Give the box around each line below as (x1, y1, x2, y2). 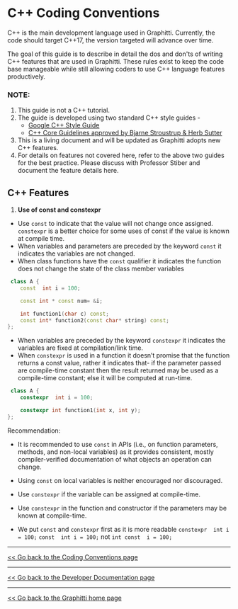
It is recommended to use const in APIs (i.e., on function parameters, (17, 440, 218, 448)
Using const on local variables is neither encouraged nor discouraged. (17, 476, 223, 484)
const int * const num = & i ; (20, 297, 103, 304)
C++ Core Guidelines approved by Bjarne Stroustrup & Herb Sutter (28, 129, 222, 137)
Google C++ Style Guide (28, 121, 100, 130)
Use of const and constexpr (17, 205, 101, 214)
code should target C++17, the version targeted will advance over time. (7, 35, 214, 44)
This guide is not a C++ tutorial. (17, 106, 110, 115)
